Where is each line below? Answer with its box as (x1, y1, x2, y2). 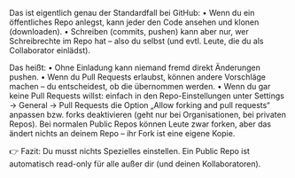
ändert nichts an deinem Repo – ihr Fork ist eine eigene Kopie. (9, 128, 236, 138)
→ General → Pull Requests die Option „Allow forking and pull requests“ (9, 100, 270, 110)
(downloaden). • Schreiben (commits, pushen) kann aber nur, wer (9, 27, 250, 36)
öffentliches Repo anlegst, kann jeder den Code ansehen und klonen (9, 17, 260, 27)
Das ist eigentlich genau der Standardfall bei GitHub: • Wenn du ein (9, 8, 255, 18)
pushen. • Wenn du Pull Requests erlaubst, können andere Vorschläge (9, 72, 266, 82)
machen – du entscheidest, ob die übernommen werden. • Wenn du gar (9, 81, 271, 91)
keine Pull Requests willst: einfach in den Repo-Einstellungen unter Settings (9, 90, 285, 101)
